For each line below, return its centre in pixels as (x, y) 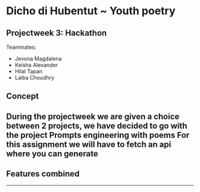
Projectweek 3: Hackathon (57, 33)
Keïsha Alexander (36, 65)
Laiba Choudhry (35, 78)
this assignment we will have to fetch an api (89, 144)
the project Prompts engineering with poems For (98, 135)
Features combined (43, 174)
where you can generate (52, 154)
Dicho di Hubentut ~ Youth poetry (91, 11)
